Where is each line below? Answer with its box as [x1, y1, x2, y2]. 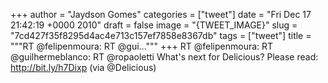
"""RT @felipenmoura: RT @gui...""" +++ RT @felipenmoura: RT [10, 40, 274, 52]
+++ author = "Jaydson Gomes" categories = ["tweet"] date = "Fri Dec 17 [10, 9, 312, 20]
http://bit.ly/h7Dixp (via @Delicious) [10, 62, 157, 73]
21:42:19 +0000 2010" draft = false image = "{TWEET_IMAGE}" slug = [10, 19, 298, 31]
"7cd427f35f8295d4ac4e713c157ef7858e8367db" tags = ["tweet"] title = [10, 30, 312, 41]
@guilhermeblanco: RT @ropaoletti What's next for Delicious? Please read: [10, 51, 319, 63]
